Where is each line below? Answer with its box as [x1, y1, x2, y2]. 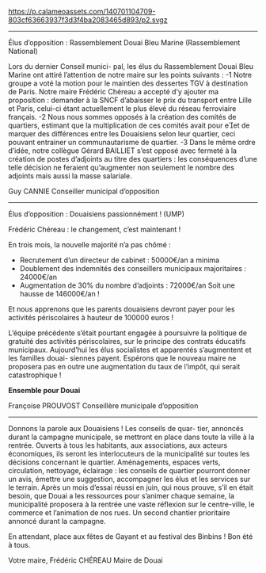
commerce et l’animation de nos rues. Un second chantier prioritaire [8, 508, 230, 518]
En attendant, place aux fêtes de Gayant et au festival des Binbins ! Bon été [8, 532, 253, 541]
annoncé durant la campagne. [8, 517, 107, 525]
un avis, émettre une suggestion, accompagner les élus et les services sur [8, 475, 251, 483]
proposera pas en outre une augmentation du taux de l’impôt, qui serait [8, 362, 241, 371]
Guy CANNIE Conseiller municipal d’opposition [8, 186, 160, 196]
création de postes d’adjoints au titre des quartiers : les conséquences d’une [8, 155, 257, 163]
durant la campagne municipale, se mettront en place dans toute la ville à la [8, 432, 255, 441]
